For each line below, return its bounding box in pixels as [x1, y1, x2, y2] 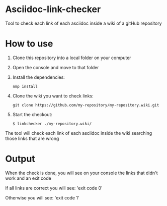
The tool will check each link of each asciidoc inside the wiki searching [5, 130, 152, 136]
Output [5, 153, 35, 165]
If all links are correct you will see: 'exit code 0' [5, 185, 103, 191]
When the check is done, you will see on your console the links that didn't [5, 170, 158, 176]
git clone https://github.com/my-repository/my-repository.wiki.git [12, 102, 159, 108]
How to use [5, 38, 53, 49]
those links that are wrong [5, 135, 59, 141]
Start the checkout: [12, 111, 53, 117]
